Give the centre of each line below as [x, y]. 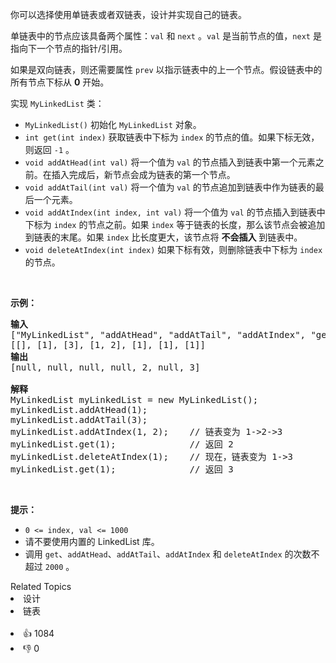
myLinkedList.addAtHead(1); [79, 409]
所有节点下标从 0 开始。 [60, 82]
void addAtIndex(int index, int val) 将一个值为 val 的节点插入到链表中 [175, 212]
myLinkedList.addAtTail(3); [79, 419]
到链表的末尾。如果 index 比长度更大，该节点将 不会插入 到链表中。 [163, 237]
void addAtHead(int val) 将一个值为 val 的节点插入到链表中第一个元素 [170, 162]
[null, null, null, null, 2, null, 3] [105, 367]
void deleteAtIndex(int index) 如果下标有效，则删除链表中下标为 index [173, 249]
